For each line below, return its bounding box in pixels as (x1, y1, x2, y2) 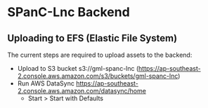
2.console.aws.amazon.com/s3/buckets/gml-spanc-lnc (17, 72, 178, 80)
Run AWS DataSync (17, 79, 75, 88)
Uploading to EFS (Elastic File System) (7, 32, 178, 44)
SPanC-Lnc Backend (7, 4, 130, 20)
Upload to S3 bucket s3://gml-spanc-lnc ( (17, 65, 139, 72)
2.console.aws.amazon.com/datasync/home (17, 87, 146, 95)
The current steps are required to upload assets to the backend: (7, 50, 193, 59)
